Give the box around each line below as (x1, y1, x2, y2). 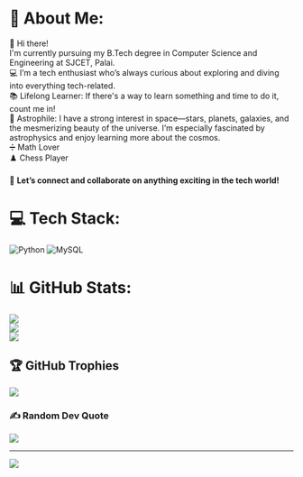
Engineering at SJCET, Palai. (9, 57, 115, 68)
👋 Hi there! (9, 38, 50, 49)
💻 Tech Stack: (9, 208, 121, 229)
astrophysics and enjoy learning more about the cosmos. (9, 132, 221, 142)
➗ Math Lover (9, 142, 60, 152)
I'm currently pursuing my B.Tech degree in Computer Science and (9, 47, 258, 58)
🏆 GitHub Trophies (9, 358, 120, 373)
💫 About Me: (9, 8, 105, 29)
